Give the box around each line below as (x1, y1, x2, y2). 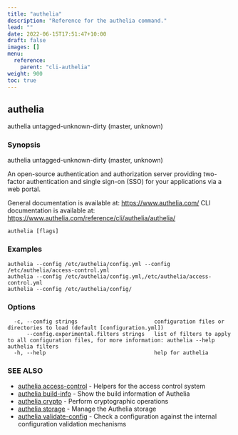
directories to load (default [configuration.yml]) (7, 324, 164, 332)
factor (7, 178, 25, 186)
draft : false (7, 37, 46, 44)
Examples (7, 244, 43, 254)
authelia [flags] (7, 227, 59, 235)
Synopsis (7, 140, 41, 150)
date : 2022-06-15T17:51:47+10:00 (7, 30, 107, 38)
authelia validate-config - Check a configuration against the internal (17, 412, 217, 421)
